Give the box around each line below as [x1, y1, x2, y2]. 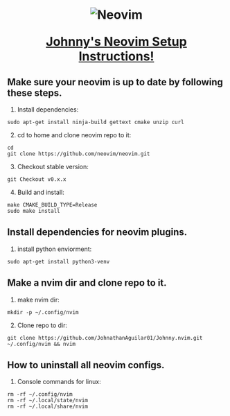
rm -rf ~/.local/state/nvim [7, 397, 89, 404]
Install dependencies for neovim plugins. [7, 226, 188, 239]
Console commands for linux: [17, 378, 102, 386]
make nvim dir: [17, 295, 60, 304]
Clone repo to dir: [17, 321, 68, 329]
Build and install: [17, 188, 64, 196]
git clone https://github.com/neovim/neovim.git [7, 150, 150, 157]
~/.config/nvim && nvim [7, 340, 76, 347]
